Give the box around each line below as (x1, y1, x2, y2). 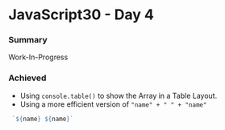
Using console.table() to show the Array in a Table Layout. (19, 91, 218, 100)
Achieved (8, 72, 47, 83)
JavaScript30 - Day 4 (8, 6, 155, 24)
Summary (8, 35, 48, 46)
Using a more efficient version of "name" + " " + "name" (19, 99, 207, 109)
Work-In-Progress (8, 52, 69, 62)
